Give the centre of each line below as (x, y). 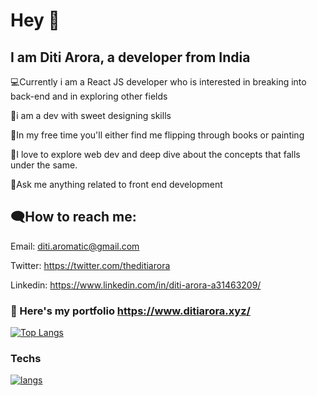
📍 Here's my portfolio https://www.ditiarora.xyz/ (130, 311)
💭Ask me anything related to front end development (116, 184)
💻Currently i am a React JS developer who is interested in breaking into (158, 82)
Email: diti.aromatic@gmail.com (75, 246)
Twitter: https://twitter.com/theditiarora (90, 265)
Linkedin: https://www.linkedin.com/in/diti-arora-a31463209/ (136, 285)
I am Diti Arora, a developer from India (130, 57)
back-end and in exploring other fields (89, 96)
